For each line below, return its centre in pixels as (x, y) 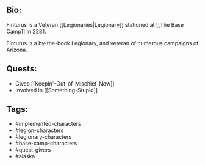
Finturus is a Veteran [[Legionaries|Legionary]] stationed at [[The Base (95, 24)
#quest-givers (33, 150)
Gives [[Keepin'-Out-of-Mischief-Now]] (65, 83)
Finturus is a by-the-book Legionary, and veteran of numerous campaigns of (103, 43)
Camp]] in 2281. (26, 31)
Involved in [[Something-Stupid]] (56, 90)
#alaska (25, 156)
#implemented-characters (48, 124)
